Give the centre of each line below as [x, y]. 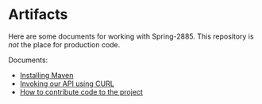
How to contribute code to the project [81, 91]
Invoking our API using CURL [67, 84]
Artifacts [38, 15]
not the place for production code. [64, 44]
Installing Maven [46, 75]
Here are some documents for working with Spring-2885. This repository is [131, 36]
